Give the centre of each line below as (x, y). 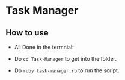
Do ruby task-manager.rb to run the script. (67, 70)
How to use (27, 33)
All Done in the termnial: (44, 47)
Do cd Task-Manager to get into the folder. (65, 59)
